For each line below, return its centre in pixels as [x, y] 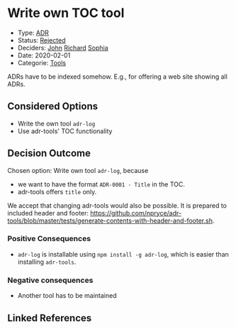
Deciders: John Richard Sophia [63, 48]
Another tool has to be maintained [67, 296]
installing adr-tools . [47, 262]
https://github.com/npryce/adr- [136, 213]
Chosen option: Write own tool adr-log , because [78, 170]
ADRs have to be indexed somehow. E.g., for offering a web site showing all [118, 77]
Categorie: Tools [41, 62]
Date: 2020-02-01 [44, 55]
